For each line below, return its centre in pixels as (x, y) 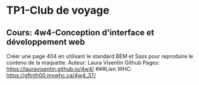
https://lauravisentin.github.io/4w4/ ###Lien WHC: (69, 69)
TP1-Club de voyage (58, 10)
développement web (46, 42)
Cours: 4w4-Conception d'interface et (81, 33)
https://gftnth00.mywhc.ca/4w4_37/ (51, 75)
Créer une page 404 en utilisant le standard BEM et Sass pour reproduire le (100, 56)
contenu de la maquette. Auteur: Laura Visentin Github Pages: (83, 63)
